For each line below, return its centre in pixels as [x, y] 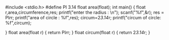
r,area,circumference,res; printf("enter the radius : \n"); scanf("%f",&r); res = [85, 12]
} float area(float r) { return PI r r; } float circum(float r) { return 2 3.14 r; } [78, 32]
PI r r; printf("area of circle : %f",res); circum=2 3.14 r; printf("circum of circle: [83, 18]
